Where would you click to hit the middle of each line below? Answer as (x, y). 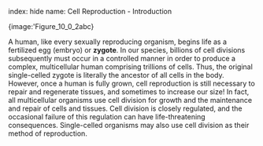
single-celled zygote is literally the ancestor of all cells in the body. (116, 75)
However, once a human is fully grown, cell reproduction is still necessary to (132, 83)
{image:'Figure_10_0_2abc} (51, 26)
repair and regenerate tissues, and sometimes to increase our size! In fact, (129, 92)
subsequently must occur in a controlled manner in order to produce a (122, 58)
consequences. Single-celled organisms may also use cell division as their (129, 125)
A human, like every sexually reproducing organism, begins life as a (117, 42)
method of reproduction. (48, 133)
